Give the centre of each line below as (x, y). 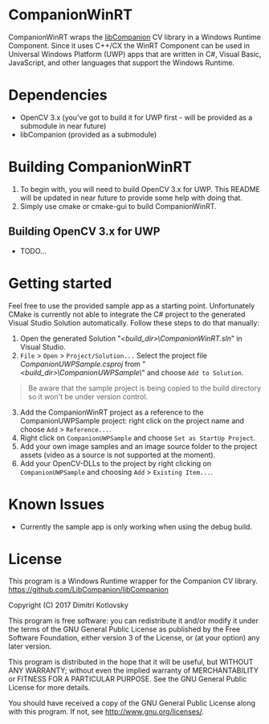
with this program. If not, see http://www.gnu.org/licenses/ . (106, 712)
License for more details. (49, 688)
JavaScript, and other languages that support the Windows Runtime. (122, 63)
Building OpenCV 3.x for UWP (84, 232)
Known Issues (57, 504)
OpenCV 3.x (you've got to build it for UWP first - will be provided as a (136, 117)
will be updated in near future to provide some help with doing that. (131, 198)
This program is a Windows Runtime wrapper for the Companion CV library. (133, 581)
